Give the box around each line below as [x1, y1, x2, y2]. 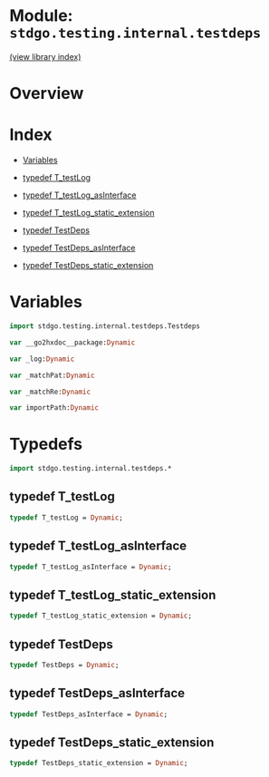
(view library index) [9, 51, 82, 62]
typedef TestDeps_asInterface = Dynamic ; [9, 709, 168, 719]
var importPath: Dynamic [9, 403, 100, 413]
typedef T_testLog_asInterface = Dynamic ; [9, 562, 172, 571]
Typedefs [9, 434, 83, 454]
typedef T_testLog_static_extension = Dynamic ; [9, 611, 193, 621]
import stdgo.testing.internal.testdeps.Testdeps [9, 322, 201, 331]
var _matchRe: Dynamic [9, 387, 91, 396]
